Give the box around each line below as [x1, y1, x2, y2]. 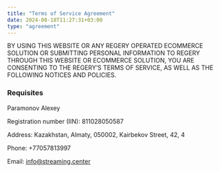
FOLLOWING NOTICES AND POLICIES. [7, 71, 117, 79]
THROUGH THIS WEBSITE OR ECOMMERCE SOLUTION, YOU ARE [7, 56, 195, 65]
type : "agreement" [7, 23, 60, 30]
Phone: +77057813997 [7, 144, 71, 152]
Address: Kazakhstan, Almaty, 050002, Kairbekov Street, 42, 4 [7, 130, 186, 138]
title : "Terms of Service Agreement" [7, 10, 115, 17]
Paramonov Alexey [7, 104, 60, 112]
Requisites [7, 88, 43, 98]
